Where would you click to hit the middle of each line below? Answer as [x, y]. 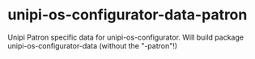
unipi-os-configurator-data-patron [127, 15]
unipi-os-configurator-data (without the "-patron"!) [93, 45]
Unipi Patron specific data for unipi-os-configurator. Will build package [126, 37]
